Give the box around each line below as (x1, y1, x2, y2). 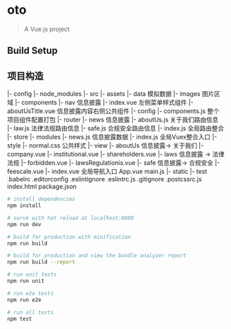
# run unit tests (7, 271, 57, 278)
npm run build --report (7, 259, 76, 266)
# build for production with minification (7, 233, 131, 240)
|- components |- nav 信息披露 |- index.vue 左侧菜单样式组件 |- (14, 99, 194, 107)
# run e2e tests (7, 290, 54, 297)
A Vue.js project (23, 25, 70, 33)
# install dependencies (7, 196, 76, 203)
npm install (7, 202, 41, 209)
